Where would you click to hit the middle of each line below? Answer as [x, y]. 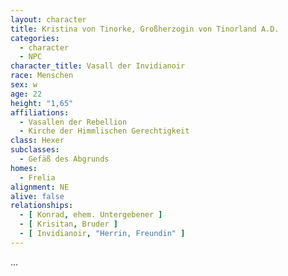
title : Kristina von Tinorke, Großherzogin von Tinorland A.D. [145, 29]
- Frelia [37, 177]
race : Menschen [42, 76]
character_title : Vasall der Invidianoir [98, 66]
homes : [24, 168]
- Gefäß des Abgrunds [64, 159]
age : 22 [26, 94]
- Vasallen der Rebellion [73, 122]
